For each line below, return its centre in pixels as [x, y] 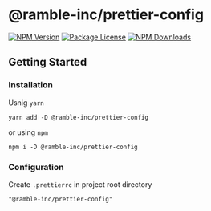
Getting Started [48, 62]
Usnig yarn [26, 103]
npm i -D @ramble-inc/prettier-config [73, 147]
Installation [31, 85]
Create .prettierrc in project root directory [80, 184]
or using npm [28, 132]
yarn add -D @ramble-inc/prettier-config [79, 117]
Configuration [36, 167]
